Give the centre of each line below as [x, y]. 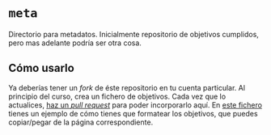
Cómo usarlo [41, 68]
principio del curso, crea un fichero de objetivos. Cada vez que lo [117, 96]
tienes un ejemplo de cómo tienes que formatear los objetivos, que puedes [133, 113]
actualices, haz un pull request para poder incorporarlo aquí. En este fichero [135, 105]
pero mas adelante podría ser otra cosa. [75, 43]
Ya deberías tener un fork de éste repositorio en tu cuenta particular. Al [127, 87]
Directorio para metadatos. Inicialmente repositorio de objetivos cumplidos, [133, 34]
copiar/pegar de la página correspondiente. [81, 122]
